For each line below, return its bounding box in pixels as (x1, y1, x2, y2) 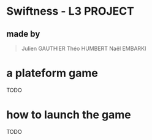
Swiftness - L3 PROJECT (6, 4, 135, 18)
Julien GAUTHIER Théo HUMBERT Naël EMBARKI (21, 45, 146, 52)
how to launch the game (6, 108, 131, 122)
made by (6, 29, 40, 39)
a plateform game (6, 66, 98, 80)
